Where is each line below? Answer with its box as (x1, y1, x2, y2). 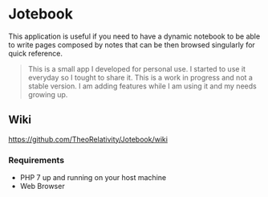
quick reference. (8, 48, 63, 58)
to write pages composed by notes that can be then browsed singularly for (8, 39, 255, 49)
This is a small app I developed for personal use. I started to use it (27, 64, 246, 73)
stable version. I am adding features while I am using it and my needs (27, 81, 257, 91)
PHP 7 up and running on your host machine (19, 173, 167, 183)
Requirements (8, 154, 65, 166)
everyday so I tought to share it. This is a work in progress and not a (27, 72, 253, 82)
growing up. (27, 89, 68, 99)
